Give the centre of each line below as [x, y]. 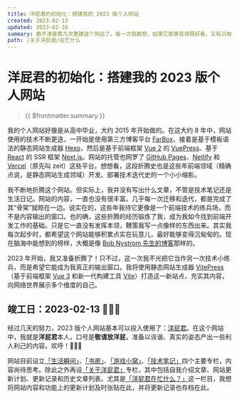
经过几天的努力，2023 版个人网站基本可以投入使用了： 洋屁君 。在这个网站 [116, 328]
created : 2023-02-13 [38, 21]
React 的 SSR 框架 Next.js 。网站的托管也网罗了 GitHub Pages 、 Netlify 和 [114, 157]
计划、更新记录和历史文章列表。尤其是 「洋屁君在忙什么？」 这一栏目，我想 [122, 378]
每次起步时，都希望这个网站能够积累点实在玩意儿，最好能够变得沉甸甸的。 [116, 235]
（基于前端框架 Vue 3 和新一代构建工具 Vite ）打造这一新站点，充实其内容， [118, 276]
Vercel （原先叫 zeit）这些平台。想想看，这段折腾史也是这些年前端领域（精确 [119, 166]
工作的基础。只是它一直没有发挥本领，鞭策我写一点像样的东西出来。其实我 [122, 225]
